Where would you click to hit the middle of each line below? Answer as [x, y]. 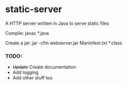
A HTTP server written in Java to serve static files [57, 23]
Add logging [25, 72]
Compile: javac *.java [27, 33]
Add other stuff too [33, 78]
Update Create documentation [44, 67]
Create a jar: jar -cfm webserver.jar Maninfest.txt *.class [64, 43]
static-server [34, 9]
